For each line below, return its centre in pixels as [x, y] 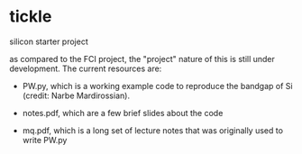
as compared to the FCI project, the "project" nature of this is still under [142, 59]
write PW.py [45, 140]
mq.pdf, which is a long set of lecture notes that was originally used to [153, 130]
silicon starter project [49, 41]
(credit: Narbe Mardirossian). [76, 95]
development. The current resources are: [86, 68]
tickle [31, 17]
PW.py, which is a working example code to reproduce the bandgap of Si [157, 86]
